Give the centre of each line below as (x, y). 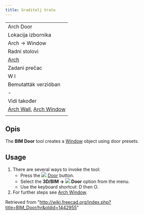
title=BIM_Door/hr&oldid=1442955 (41, 208)
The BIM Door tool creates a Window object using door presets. (72, 141)
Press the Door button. (47, 175)
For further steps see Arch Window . (50, 192)
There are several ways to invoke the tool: (56, 170)
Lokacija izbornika (30, 35)
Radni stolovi (23, 51)
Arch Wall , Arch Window (37, 109)
